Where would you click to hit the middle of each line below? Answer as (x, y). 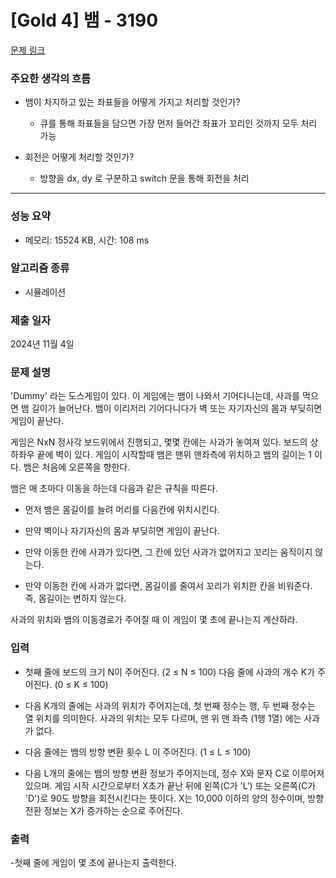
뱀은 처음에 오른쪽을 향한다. (77, 467)
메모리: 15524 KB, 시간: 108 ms (87, 240)
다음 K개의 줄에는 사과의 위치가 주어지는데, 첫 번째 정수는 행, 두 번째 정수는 (170, 705)
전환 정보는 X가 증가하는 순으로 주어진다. (104, 810)
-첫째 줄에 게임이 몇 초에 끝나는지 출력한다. (93, 863)
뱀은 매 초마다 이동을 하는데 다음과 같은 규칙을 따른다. (114, 488)
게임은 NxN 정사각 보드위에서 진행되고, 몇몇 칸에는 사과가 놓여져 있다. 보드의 (159, 442)
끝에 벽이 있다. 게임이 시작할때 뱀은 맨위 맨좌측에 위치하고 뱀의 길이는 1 (174, 455)
